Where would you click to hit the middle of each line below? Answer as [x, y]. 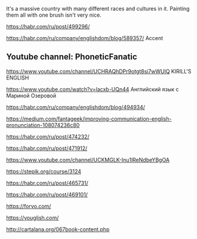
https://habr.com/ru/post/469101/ [47, 194]
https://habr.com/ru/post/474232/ [48, 136]
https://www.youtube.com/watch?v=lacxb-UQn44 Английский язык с [93, 89]
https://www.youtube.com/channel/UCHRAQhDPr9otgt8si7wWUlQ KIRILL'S [99, 71]
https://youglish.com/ [33, 217]
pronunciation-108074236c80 [43, 125]
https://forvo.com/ [29, 206]
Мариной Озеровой [31, 96]
